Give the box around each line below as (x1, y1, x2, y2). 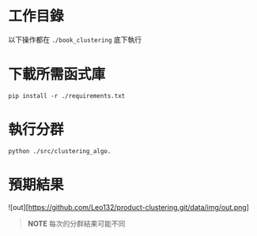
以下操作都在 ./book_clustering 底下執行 (8, 35, 142, 44)
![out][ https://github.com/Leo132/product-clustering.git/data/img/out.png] (8, 202, 249, 212)
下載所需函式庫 (8, 66, 106, 84)
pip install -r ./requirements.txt (8, 92, 126, 99)
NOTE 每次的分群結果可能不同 (27, 219, 126, 228)
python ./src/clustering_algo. (8, 147, 111, 155)
